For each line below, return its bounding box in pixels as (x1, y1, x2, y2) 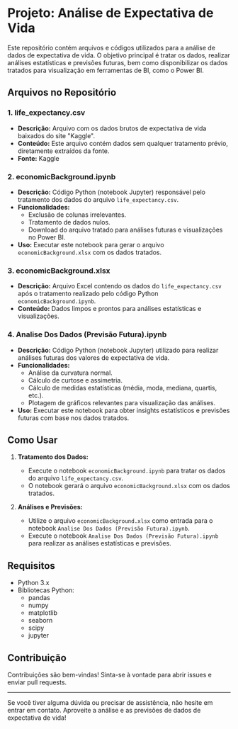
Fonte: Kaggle (17, 154, 59, 162)
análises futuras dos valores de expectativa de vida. (17, 353, 170, 362)
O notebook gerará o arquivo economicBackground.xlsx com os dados (28, 482, 230, 490)
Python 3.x (17, 579, 50, 587)
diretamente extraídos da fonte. (17, 147, 110, 155)
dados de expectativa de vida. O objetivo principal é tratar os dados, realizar (7, 51, 230, 60)
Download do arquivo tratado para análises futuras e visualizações (28, 225, 223, 234)
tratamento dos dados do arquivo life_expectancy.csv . (17, 195, 179, 203)
